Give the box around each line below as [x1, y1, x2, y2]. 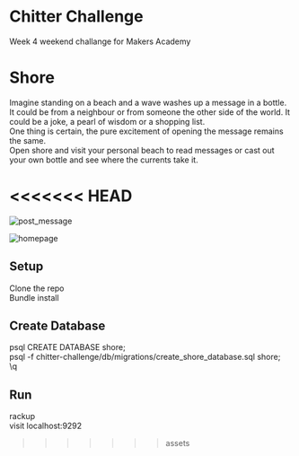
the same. [9, 135, 47, 145]
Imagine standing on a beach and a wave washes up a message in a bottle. [9, 97, 287, 108]
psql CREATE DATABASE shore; [9, 342, 126, 353]
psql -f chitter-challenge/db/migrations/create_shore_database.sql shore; [9, 352, 281, 363]
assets [165, 438, 190, 449]
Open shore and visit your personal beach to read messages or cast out [9, 145, 276, 155]
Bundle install [9, 292, 60, 303]
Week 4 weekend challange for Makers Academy [9, 36, 191, 47]
